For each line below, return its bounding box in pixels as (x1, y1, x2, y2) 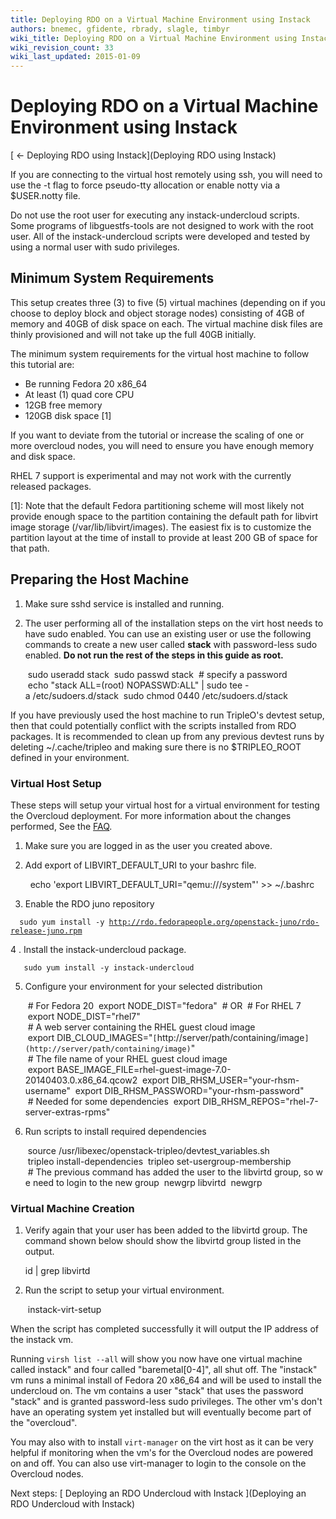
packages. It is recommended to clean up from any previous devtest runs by (10, 730, 325, 742)
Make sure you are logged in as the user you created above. (24, 839, 273, 851)
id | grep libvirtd (24, 1265, 91, 1277)
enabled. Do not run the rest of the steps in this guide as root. (24, 649, 284, 661)
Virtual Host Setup (10, 776, 102, 790)
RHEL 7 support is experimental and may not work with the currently (10, 469, 292, 481)
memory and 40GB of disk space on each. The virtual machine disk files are (10, 317, 323, 330)
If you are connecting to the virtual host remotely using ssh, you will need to (10, 169, 323, 181)
